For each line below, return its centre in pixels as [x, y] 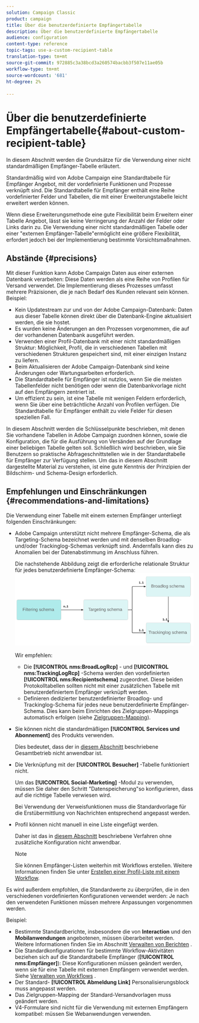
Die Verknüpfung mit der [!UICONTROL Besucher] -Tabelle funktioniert [102, 765]
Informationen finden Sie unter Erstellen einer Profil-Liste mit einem [97, 872]
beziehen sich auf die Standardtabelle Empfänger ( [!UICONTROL [94, 957]
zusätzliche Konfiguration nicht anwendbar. [68, 843]
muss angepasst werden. [46, 988]
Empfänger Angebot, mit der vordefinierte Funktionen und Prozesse [89, 184]
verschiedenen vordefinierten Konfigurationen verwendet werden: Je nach [97, 896]
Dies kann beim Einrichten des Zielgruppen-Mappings [113, 711]
